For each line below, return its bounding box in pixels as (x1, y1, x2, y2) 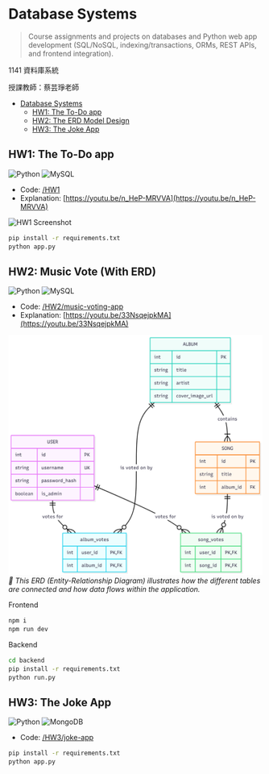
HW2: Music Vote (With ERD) (8, 264, 157, 278)
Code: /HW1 (19, 185, 60, 194)
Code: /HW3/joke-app (19, 733, 94, 743)
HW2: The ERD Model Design (31, 115, 130, 125)
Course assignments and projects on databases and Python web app (27, 31, 258, 41)
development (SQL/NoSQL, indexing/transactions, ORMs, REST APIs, (27, 40, 257, 49)
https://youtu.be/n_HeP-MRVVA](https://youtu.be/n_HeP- (65, 193, 256, 202)
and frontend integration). (27, 48, 114, 58)
